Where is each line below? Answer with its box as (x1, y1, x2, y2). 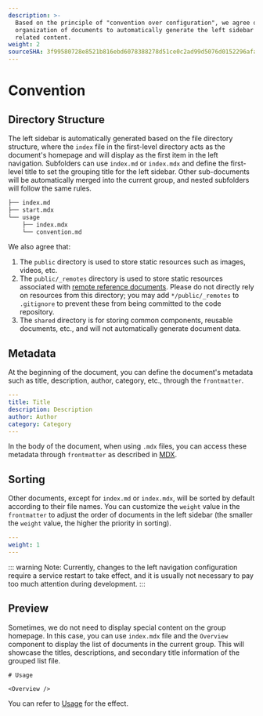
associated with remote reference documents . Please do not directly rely (19, 282, 254, 292)
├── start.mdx (8, 205, 55, 214)
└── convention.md (22, 228, 82, 236)
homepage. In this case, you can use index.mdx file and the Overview (8, 631, 229, 640)
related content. (15, 33, 72, 42)
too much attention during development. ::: (8, 579, 146, 588)
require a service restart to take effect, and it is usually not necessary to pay (8, 570, 254, 580)
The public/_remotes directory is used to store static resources (19, 274, 223, 283)
